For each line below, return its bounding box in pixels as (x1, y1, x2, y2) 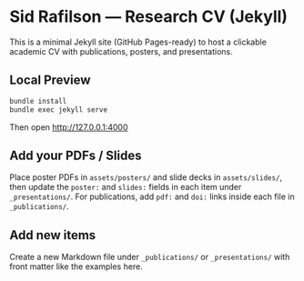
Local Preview (9, 73, 91, 88)
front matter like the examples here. (9, 261, 143, 272)
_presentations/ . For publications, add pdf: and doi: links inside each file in (9, 191, 295, 202)
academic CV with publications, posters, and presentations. (9, 45, 234, 56)
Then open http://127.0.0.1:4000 (9, 121, 128, 133)
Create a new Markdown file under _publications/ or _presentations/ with (9, 252, 290, 263)
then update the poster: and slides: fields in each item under (9, 182, 242, 193)
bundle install (9, 96, 67, 105)
